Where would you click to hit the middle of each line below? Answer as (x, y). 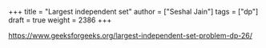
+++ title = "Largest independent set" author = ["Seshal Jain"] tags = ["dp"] (133, 12)
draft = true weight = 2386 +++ (60, 20)
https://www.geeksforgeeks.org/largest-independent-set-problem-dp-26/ (130, 36)
